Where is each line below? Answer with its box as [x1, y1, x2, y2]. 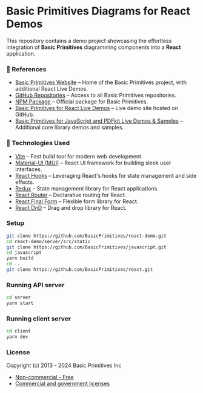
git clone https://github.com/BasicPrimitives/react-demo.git [6, 233, 167, 239]
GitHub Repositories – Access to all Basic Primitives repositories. [15, 92, 177, 99]
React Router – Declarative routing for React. [15, 191, 127, 198]
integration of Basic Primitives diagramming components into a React [6, 44, 181, 51]
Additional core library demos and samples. [15, 124, 124, 131]
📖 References [6, 65, 47, 73]
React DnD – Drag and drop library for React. [15, 204, 127, 211]
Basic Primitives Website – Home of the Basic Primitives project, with [15, 79, 187, 86]
